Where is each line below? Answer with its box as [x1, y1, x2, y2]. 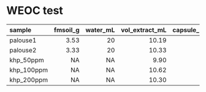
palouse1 [9, 36, 37, 44]
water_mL [85, 26, 115, 34]
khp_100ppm [9, 65, 48, 74]
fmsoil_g [54, 26, 80, 34]
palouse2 [9, 46, 37, 54]
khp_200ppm [9, 76, 48, 84]
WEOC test [6, 4, 63, 18]
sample [9, 26, 32, 34]
